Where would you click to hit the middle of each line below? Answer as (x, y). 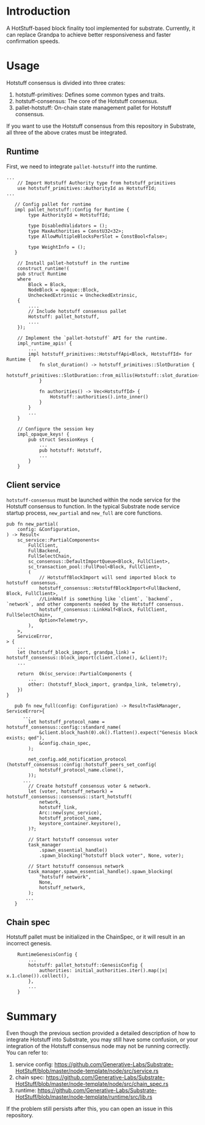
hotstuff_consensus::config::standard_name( (64, 727)
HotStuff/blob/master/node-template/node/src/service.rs (87, 1071)
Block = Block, (48, 284)
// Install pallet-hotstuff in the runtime (74, 263)
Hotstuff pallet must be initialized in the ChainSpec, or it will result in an (96, 937)
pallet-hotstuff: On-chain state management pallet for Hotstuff (93, 108)
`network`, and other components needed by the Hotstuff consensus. (95, 604)
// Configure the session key (56, 429)
